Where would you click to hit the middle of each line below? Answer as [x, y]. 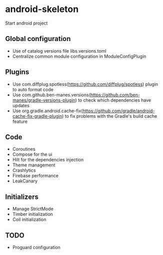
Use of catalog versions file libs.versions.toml [59, 51]
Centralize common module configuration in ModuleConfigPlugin [79, 56]
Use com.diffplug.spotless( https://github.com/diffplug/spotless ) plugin [85, 84]
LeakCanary [25, 181]
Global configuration [38, 39]
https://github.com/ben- [115, 95]
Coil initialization [29, 219]
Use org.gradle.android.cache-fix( [47, 111]
